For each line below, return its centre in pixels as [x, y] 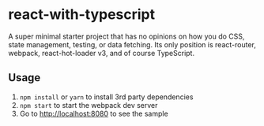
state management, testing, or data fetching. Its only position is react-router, [132, 44]
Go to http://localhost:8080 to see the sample [94, 113]
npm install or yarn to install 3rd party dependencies [106, 97]
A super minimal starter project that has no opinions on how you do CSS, [126, 36]
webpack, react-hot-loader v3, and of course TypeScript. [102, 53]
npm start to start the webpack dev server [89, 105]
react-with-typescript [82, 15]
